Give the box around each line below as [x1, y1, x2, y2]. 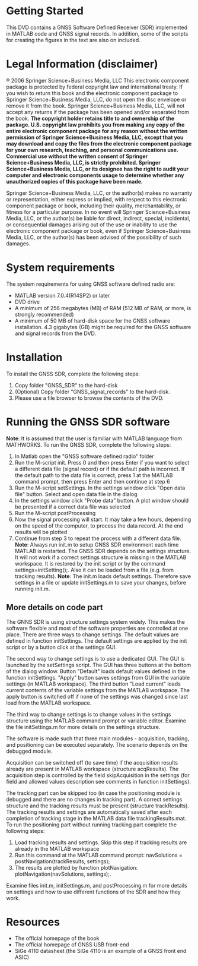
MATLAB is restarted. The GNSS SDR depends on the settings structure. [14, 547, 191, 554]
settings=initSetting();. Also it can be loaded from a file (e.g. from [14, 566, 174, 573]
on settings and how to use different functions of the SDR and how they [6, 888, 181, 895]
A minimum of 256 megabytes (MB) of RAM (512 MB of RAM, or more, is [14, 304, 191, 311]
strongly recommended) [14, 311, 74, 318]
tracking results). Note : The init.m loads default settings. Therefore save [14, 572, 191, 580]
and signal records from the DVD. [14, 330, 97, 337]
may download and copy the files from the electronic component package [6, 140, 192, 147]
